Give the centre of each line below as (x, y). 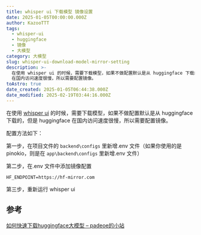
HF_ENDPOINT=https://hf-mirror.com (51, 177)
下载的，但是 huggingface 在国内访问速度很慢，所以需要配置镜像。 (89, 120)
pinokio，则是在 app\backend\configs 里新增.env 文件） (74, 153)
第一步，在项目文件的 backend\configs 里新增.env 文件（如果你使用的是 (94, 146)
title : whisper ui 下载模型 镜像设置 (50, 12)
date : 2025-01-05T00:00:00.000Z (46, 17)
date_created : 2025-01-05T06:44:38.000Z (57, 90)
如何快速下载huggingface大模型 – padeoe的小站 (65, 225)
